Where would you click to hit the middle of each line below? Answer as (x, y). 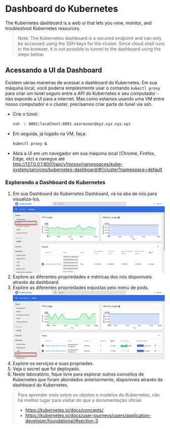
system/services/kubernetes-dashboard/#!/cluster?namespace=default (88, 169)
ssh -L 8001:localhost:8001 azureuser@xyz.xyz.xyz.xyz (72, 124)
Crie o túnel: (25, 114)
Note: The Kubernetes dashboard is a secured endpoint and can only (90, 38)
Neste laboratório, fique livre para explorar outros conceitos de (78, 374)
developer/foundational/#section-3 (62, 421)
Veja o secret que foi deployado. (46, 369)
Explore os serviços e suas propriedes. (53, 363)
